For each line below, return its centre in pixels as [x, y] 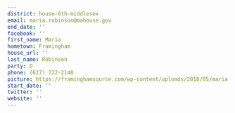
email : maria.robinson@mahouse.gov [59, 20]
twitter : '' [25, 92]
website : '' [25, 99]
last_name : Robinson [38, 60]
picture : [20, 79]
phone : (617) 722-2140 [40, 72]
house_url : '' [28, 53]
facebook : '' [26, 33]
